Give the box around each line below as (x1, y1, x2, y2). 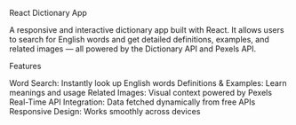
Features (9, 61, 42, 71)
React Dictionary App (9, 8, 87, 18)
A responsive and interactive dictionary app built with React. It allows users (9, 25, 284, 35)
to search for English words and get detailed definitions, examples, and (9, 35, 269, 44)
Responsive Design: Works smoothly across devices (9, 106, 201, 116)
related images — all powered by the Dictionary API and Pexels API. (9, 43, 257, 54)
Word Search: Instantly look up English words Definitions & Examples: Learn (9, 78, 287, 88)
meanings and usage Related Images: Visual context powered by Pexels (9, 88, 273, 98)
